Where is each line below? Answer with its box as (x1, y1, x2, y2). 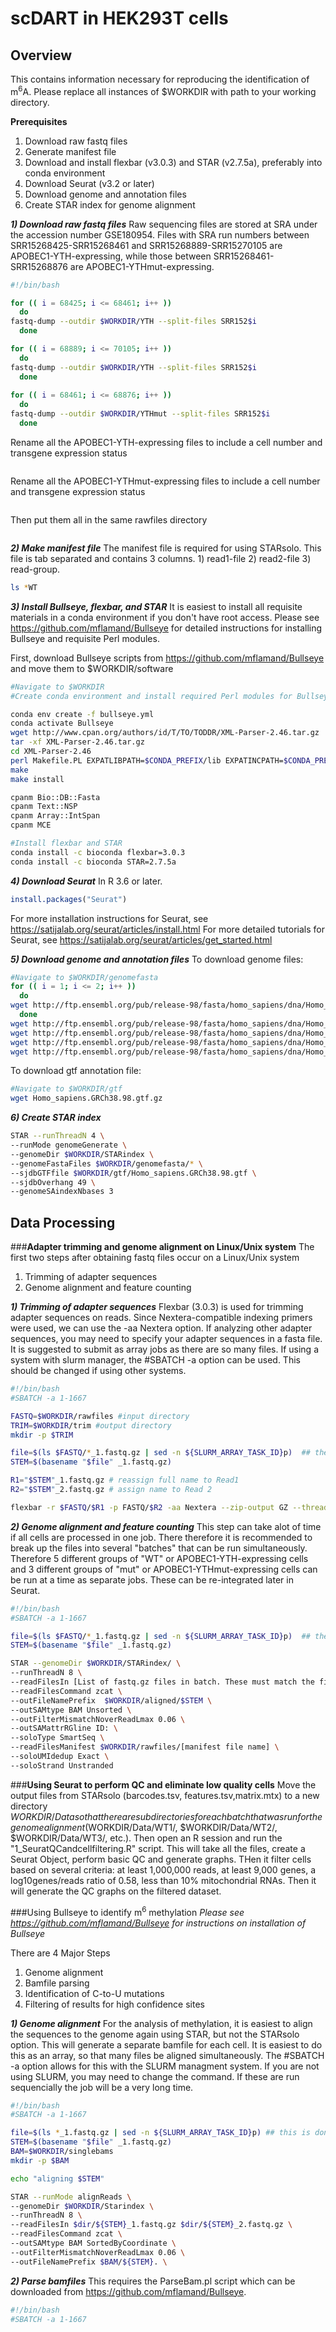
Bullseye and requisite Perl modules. (10, 632, 160, 644)
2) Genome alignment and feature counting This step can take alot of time (10, 1520, 322, 1532)
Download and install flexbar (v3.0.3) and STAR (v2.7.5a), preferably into (24, 156, 323, 168)
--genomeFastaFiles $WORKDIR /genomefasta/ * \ (10, 1158, 203, 1169)
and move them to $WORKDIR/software (10, 662, 174, 674)
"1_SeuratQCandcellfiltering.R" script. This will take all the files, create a (10, 1842, 306, 1854)
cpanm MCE (10, 820, 52, 831)
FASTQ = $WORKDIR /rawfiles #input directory (10, 1411, 190, 1421)
